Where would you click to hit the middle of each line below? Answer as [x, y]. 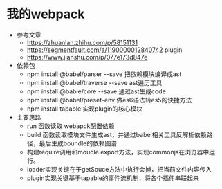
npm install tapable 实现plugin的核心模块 [85, 109]
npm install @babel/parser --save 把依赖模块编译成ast [104, 74]
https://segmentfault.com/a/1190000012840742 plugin [104, 50]
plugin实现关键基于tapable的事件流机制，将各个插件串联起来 [113, 178]
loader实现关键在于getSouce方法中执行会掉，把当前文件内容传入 [119, 169]
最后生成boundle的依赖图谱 [78, 143]
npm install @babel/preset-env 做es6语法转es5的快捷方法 [109, 100]
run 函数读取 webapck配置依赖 [71, 126]
